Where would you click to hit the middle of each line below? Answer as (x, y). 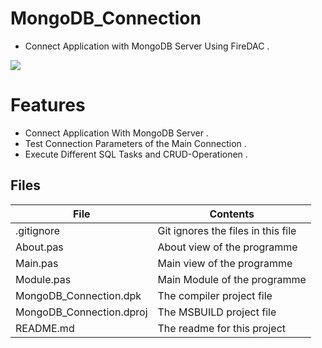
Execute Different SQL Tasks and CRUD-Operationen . (136, 154)
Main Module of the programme (232, 279)
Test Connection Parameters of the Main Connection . (135, 143)
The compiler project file (215, 295)
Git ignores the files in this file (227, 230)
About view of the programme (227, 247)
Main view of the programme (225, 263)
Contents (232, 214)
